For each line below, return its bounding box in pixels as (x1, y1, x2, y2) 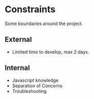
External (5, 35, 32, 44)
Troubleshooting (12, 88, 47, 94)
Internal (5, 64, 30, 72)
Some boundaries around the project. (5, 20, 83, 27)
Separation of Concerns (12, 83, 62, 89)
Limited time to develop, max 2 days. (12, 48, 89, 55)
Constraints (5, 4, 56, 15)
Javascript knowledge (12, 77, 59, 83)
